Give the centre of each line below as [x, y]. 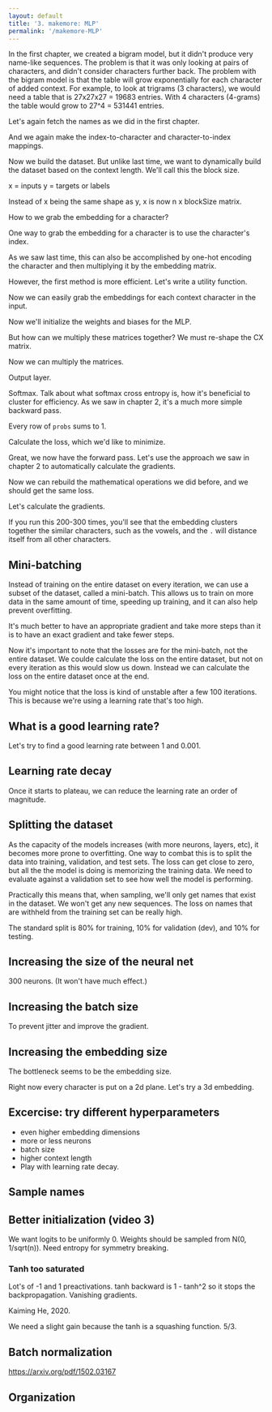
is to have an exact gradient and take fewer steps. [91, 635]
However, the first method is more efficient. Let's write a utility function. [128, 282]
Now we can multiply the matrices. [66, 362]
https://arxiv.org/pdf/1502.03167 [62, 1371]
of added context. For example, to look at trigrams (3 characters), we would [134, 88]
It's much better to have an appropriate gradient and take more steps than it [135, 626]
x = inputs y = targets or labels [59, 186]
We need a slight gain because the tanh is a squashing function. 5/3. [123, 1327]
